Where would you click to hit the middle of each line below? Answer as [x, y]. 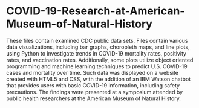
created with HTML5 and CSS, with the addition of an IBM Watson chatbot [99, 79]
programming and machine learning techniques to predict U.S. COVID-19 [97, 66]
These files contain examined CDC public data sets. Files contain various [97, 40]
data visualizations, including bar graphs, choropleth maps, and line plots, [98, 47]
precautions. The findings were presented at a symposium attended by [95, 92]
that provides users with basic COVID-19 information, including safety [93, 85]
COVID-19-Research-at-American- [96, 11]
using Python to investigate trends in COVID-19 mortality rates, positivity [96, 53]
